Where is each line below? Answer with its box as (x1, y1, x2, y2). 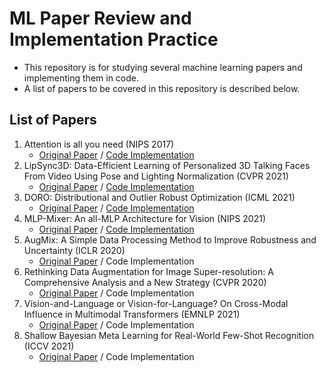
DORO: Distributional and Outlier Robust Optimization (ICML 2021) (23, 191, 296, 203)
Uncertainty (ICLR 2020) (23, 244, 126, 256)
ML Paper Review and (9, 7, 192, 30)
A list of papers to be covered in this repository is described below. (23, 82, 301, 94)
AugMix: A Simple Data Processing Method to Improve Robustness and (23, 233, 317, 246)
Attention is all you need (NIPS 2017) (23, 138, 175, 150)
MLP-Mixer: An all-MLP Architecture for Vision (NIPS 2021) (23, 212, 267, 224)
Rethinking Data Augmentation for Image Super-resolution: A (23, 265, 274, 277)
